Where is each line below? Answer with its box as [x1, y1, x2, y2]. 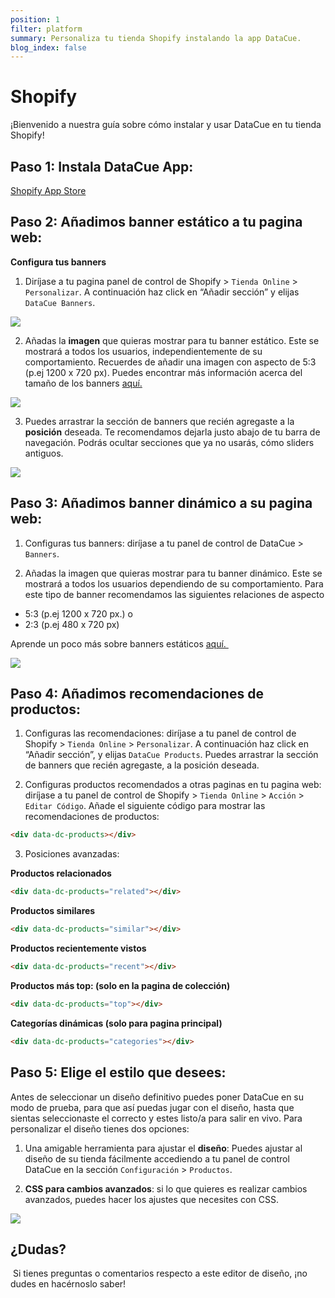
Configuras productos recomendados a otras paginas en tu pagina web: [24, 779, 322, 791]
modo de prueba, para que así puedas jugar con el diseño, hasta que [10, 1101, 295, 1113]
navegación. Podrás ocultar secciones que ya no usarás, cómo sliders [24, 436, 315, 448]
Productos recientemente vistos [10, 942, 147, 955]
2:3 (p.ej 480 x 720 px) [24, 618, 120, 630]
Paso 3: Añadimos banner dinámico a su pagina [10, 495, 313, 512]
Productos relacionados [10, 867, 112, 880]
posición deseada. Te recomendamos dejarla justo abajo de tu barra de [24, 426, 321, 438]
